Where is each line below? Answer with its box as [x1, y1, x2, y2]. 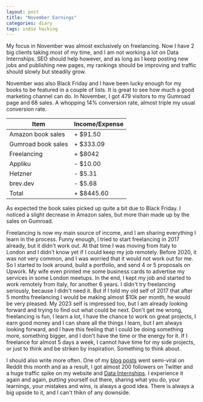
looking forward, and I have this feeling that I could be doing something [6, 326, 184, 333]
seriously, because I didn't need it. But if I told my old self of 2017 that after [6, 287, 193, 294]
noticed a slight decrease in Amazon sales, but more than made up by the [6, 211, 190, 219]
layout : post [6, 8, 39, 15]
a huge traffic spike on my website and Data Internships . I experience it [6, 370, 184, 377]
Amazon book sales [9, 130, 65, 139]
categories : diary [6, 20, 53, 26]
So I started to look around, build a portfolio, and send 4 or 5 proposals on [6, 262, 190, 269]
